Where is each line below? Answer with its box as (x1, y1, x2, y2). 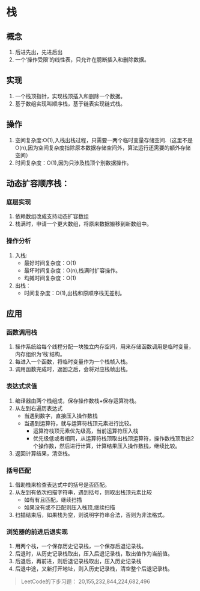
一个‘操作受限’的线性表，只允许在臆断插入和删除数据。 (14, 56, 150, 63)
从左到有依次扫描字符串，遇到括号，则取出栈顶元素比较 (14, 489, 152, 496)
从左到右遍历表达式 (14, 404, 63, 411)
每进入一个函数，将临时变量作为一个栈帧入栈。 (14, 358, 131, 365)
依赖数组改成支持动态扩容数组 (14, 213, 89, 220)
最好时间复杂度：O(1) (23, 259, 77, 266)
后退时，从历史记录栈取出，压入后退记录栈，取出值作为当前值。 (14, 550, 173, 557)
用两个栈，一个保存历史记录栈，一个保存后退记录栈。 (14, 543, 147, 550)
